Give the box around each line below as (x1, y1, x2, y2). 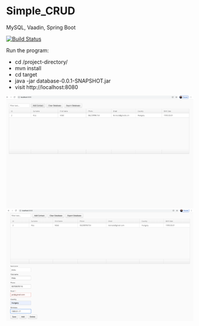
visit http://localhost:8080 (14, 83, 78, 90)
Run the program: (6, 46, 49, 54)
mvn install (14, 64, 42, 72)
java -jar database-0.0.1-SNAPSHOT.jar (14, 77, 111, 84)
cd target (14, 71, 37, 78)
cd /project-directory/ (14, 58, 68, 65)
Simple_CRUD (6, 4, 75, 18)
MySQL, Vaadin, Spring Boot (6, 24, 76, 31)
